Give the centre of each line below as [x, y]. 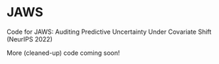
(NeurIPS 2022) [30, 39]
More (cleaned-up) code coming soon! [63, 53]
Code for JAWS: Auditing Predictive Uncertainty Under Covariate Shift [109, 32]
